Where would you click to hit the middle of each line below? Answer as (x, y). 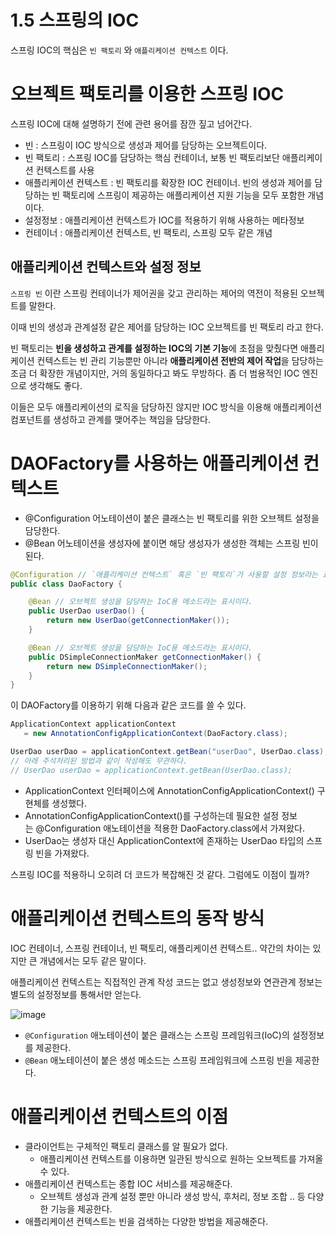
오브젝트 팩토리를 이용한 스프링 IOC (147, 94)
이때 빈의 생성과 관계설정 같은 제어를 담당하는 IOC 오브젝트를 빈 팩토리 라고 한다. (167, 327)
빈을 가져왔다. (62, 853)
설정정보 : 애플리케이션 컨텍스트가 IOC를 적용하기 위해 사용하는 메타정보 (164, 220)
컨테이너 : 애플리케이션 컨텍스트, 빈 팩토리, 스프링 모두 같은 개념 (148, 232)
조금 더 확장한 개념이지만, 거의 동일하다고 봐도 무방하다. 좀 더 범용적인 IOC (155, 373)
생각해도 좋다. (55, 385)
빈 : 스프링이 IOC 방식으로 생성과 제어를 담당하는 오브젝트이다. (146, 145)
